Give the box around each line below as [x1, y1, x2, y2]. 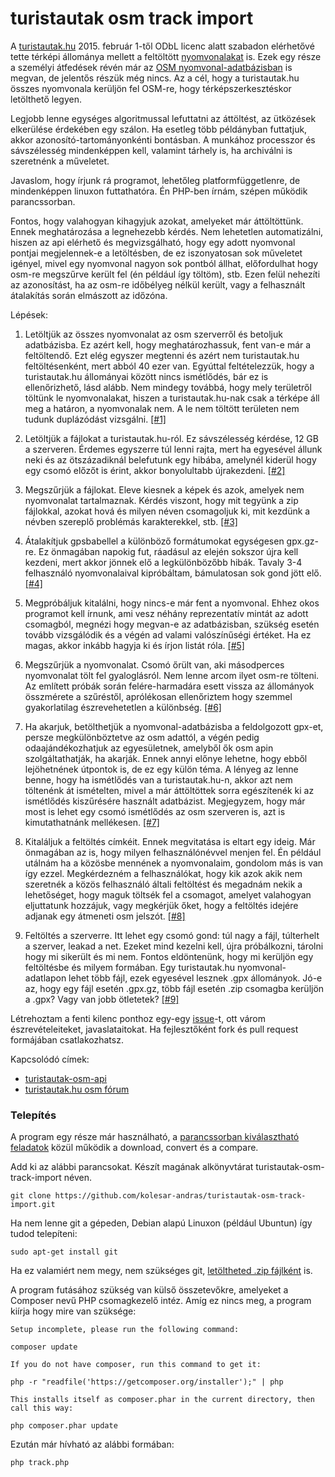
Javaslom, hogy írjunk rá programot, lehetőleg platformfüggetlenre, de [10, 174, 301, 186]
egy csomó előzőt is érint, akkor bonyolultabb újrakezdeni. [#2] [24, 464, 286, 476]
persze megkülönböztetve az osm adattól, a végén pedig [24, 731, 260, 743]
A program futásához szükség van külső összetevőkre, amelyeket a [10, 1284, 289, 1296]
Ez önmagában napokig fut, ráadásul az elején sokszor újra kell [38, 545, 299, 557]
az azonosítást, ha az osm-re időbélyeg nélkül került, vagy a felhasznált [10, 278, 306, 291]
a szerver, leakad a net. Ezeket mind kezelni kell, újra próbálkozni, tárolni [24, 940, 324, 952]
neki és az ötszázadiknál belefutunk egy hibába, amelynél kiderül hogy [24, 453, 317, 466]
